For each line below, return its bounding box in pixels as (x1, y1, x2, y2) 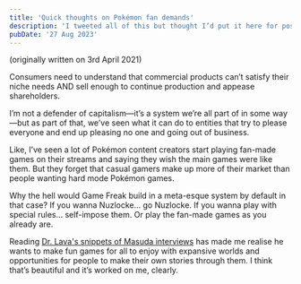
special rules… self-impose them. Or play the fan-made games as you (9, 210, 267, 220)
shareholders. (9, 90, 61, 101)
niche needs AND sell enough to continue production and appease (9, 82, 255, 92)
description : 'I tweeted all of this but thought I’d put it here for (9, 22, 279, 30)
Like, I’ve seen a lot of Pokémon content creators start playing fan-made (9, 144, 276, 155)
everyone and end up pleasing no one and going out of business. (9, 127, 250, 138)
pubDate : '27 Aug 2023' (9, 30, 99, 39)
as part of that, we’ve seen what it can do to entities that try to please (30, 117, 288, 128)
